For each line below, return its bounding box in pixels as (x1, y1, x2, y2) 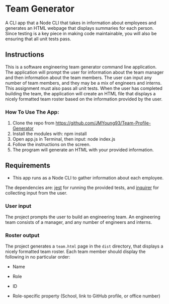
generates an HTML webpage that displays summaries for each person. (5, 25, 154, 31)
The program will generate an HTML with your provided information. (12, 147, 154, 153)
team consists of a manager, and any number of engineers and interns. (5, 219, 152, 225)
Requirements (5, 161, 50, 170)
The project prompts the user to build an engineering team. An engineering (5, 214, 161, 220)
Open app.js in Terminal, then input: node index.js (12, 136, 116, 142)
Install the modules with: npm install (12, 131, 87, 137)
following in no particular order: (5, 254, 70, 260)
